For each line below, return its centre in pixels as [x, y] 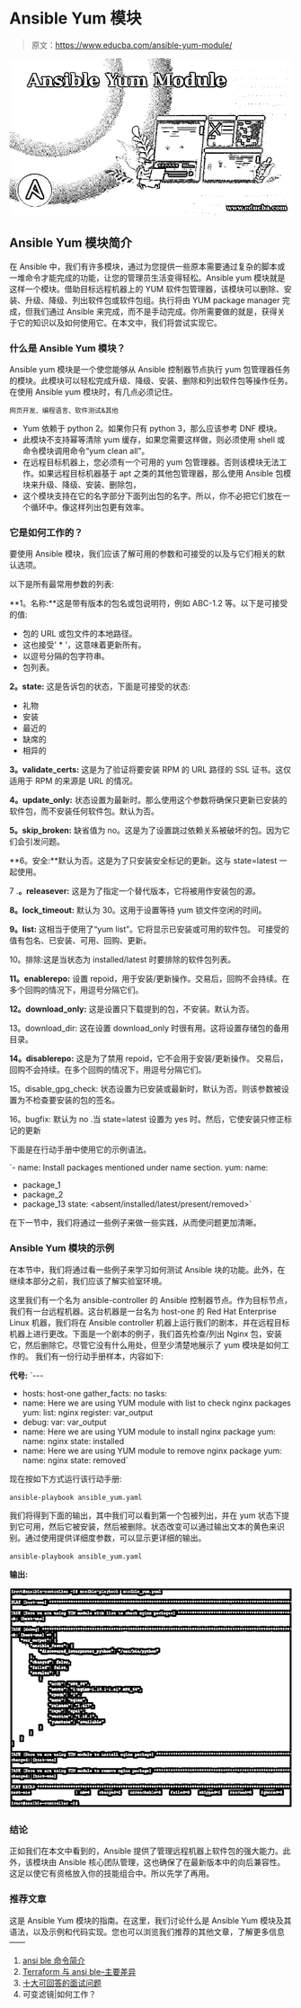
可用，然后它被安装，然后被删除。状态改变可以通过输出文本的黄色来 [150, 1526]
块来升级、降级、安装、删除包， [81, 485]
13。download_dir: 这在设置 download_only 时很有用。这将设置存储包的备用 [149, 1028]
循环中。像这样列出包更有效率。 [89, 507]
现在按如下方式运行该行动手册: [66, 1478]
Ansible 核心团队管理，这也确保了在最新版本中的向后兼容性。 [172, 1862]
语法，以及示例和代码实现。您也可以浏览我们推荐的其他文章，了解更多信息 [147, 1932]
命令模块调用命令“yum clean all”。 [86, 451]
